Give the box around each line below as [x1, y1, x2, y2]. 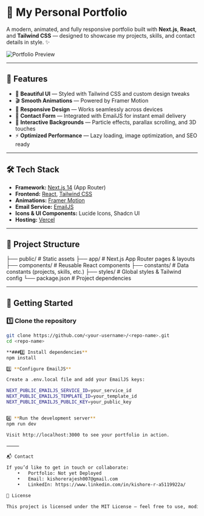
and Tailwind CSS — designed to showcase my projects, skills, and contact [6, 32, 195, 39]
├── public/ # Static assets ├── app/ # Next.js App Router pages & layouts [6, 255, 195, 263]
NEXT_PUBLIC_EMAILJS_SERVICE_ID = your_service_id [6, 388, 132, 394]
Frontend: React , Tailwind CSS [15, 190, 92, 197]
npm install [6, 355, 36, 361]
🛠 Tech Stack [6, 165, 59, 175]
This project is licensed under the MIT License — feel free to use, [6, 503, 186, 509]
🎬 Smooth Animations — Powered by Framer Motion [15, 97, 149, 104]
